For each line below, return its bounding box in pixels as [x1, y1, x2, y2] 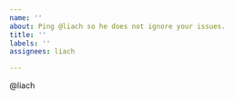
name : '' [9, 13, 43, 23]
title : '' [9, 30, 47, 39]
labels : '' [9, 38, 51, 48]
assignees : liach [9, 47, 76, 56]
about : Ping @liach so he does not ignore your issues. [9, 22, 226, 31]
